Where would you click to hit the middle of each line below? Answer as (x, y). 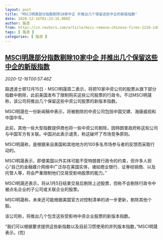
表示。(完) (15, 232)
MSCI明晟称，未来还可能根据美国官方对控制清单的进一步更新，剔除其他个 (78, 200)
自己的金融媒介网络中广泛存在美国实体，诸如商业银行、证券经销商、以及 (84, 166)
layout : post (18, 9)
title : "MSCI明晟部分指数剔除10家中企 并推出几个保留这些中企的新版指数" (71, 14)
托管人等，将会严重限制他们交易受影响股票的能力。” (56, 173)
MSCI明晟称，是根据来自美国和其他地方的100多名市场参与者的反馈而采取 (78, 144)
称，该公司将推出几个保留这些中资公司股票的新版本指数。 (62, 101)
